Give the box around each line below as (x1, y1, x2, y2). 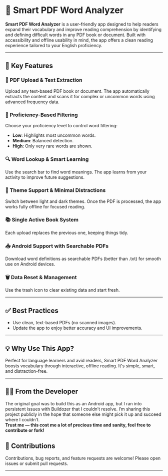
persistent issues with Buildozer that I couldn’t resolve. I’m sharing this (5, 406, 150, 412)
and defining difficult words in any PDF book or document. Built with (5, 32, 146, 38)
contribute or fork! (5, 427, 44, 433)
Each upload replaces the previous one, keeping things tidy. (5, 229, 128, 235)
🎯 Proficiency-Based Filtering (5, 111, 78, 118)
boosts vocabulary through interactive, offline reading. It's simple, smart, (5, 363, 155, 369)
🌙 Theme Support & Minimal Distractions (5, 187, 106, 194)
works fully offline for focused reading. (5, 203, 85, 209)
